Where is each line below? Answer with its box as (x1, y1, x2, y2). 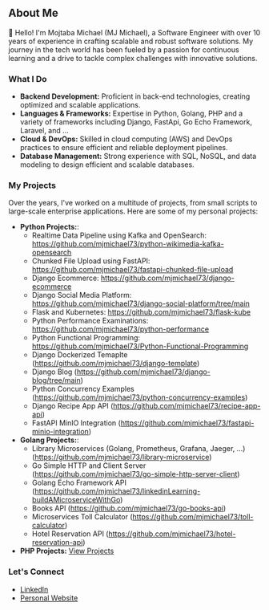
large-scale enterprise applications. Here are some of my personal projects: (8, 206, 259, 216)
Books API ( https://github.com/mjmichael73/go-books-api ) (31, 503, 227, 513)
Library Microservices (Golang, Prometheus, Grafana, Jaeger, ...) (31, 444, 246, 453)
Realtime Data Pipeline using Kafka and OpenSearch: (31, 230, 207, 240)
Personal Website (19, 593, 78, 603)
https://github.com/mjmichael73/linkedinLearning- (34, 486, 201, 496)
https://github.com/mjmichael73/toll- (132, 512, 254, 522)
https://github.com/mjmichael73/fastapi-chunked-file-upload (31, 265, 234, 274)
